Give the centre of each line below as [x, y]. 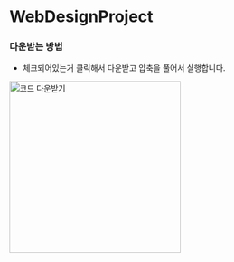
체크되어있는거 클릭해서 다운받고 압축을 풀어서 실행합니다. [124, 68]
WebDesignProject [81, 17]
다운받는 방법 [36, 47]
